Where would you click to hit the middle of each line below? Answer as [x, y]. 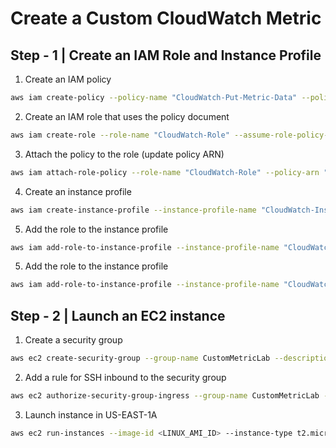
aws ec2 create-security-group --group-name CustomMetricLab [140, 358]
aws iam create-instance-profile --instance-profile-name [133, 210]
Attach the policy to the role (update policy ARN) [124, 154]
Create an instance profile [78, 191]
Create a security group [73, 340]
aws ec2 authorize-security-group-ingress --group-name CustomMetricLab [165, 395]
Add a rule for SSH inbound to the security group [125, 377]
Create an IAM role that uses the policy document [127, 116]
